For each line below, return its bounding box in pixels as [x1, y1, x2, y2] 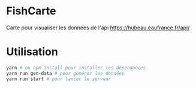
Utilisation [6, 45, 58, 59]
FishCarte [6, 4, 56, 18]
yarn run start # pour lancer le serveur [6, 76, 111, 82]
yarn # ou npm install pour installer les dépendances [6, 65, 146, 71]
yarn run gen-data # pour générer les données [6, 70, 125, 76]
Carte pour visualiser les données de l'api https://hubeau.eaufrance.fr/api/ [6, 24, 190, 31]
